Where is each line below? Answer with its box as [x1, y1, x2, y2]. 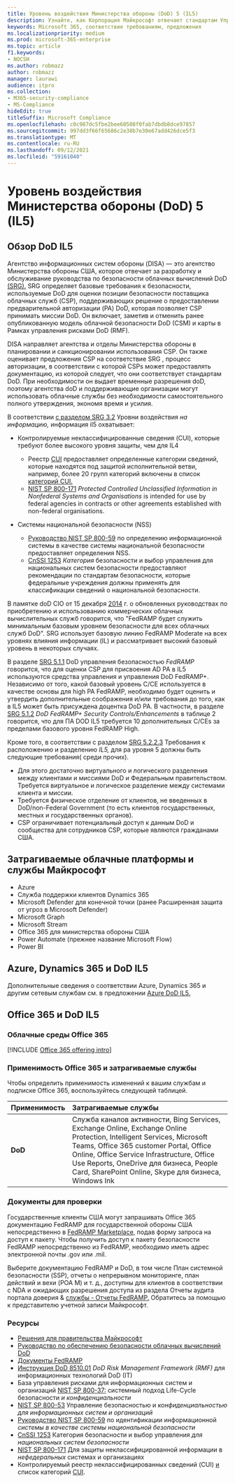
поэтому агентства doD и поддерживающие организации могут [7, 384, 199, 392]
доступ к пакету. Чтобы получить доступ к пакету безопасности [7, 1235, 200, 1243]
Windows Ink [72, 1176, 115, 1186]
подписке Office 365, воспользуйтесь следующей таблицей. [7, 1087, 187, 1095]
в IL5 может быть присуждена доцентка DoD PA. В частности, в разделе [7, 702, 225, 710]
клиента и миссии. [17, 788, 73, 797]
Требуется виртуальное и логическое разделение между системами [17, 781, 225, 789]
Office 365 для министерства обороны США [17, 927, 150, 936]
